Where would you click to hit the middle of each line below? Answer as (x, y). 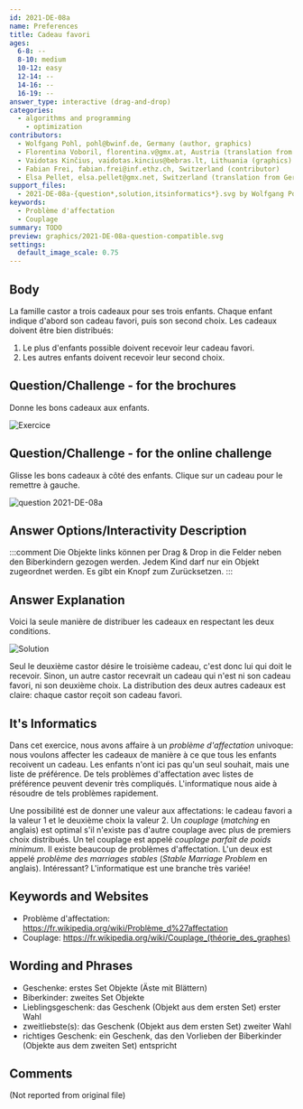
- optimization (54, 127)
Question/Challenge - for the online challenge (141, 454)
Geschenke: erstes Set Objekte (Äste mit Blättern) (115, 988)
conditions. (30, 631)
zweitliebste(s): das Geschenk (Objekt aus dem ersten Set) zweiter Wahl (156, 1026)
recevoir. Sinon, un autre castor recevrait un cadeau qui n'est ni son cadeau (150, 676)
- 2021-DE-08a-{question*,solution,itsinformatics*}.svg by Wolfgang (151, 194)
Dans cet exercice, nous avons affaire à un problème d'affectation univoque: (151, 745)
